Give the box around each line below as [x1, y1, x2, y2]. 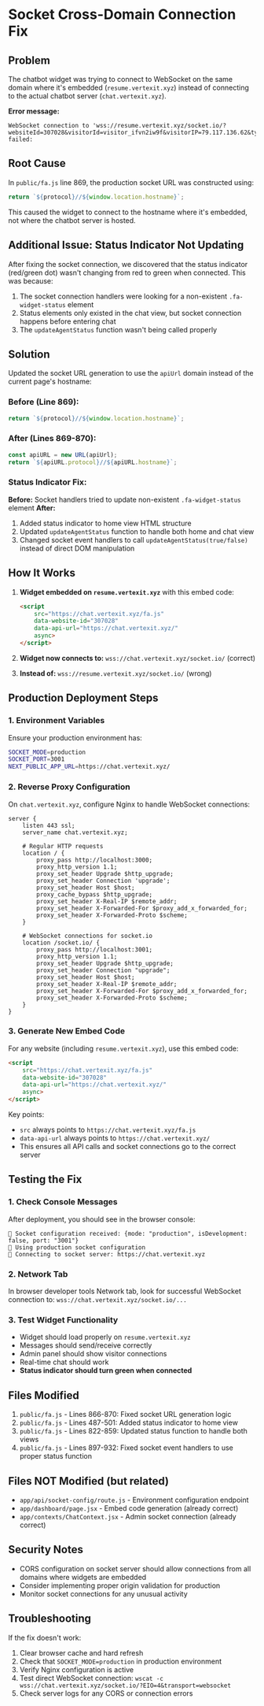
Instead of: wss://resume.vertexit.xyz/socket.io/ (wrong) [19, 668, 212, 678]
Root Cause [8, 157, 67, 170]
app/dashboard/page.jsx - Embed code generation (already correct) [19, 1503, 239, 1513]
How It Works [8, 566, 76, 580]
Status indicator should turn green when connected [19, 1366, 192, 1375]
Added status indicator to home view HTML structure [19, 518, 192, 528]
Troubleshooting [8, 1612, 92, 1626]
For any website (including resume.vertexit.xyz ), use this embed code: [8, 1044, 239, 1053]
